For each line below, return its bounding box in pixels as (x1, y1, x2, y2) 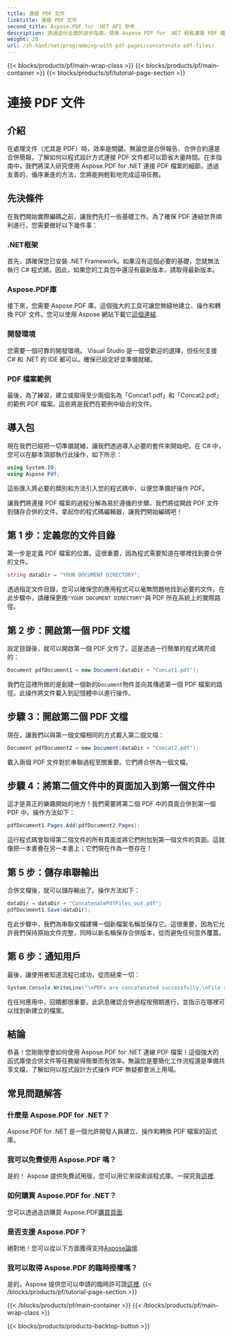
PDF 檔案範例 (7, 374, 52, 384)
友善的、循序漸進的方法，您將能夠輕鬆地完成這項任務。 (7, 170, 164, 179)
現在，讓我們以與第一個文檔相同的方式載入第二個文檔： (7, 730, 164, 739)
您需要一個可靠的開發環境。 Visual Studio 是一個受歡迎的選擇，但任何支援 (7, 346, 217, 355)
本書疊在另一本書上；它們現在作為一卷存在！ (25, 844, 153, 852)
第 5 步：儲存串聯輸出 (7, 866, 99, 878)
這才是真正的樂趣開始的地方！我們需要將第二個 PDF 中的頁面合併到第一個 (7, 800, 216, 808)
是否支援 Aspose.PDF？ (7, 1227, 87, 1237)
